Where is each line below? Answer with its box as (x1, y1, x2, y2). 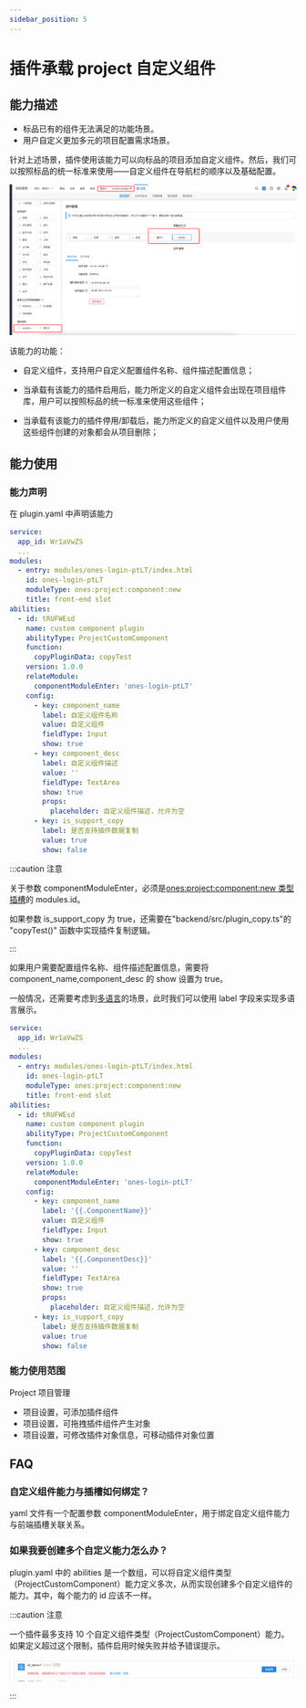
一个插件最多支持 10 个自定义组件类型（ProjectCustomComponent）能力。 (9, 1629, 290, 1639)
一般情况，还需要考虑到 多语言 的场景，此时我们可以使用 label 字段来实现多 (9, 992, 288, 1004)
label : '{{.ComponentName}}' (42, 1207, 153, 1216)
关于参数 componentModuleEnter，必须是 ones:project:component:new (9, 882, 276, 893)
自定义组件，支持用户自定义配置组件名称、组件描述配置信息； (22, 365, 255, 376)
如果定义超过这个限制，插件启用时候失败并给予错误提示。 (9, 1639, 225, 1650)
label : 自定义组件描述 (42, 758, 118, 767)
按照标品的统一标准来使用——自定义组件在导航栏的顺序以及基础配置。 (16, 165, 280, 176)
